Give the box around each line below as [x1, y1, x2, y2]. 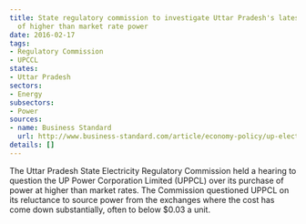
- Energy [9, 89, 43, 98]
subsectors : [9, 97, 55, 107]
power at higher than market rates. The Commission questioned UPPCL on [9, 184, 290, 196]
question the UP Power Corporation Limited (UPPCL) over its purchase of [9, 175, 284, 186]
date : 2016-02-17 [9, 30, 76, 39]
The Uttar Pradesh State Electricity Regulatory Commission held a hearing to [9, 165, 297, 176]
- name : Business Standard [9, 124, 112, 133]
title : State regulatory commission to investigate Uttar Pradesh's [9, 13, 275, 23]
